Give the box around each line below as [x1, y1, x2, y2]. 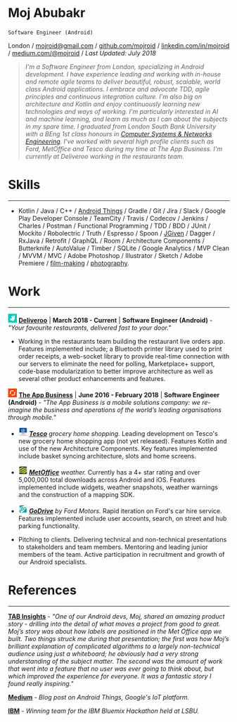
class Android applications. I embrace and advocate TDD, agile [25, 84, 210, 93]
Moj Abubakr [8, 5, 86, 21]
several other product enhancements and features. [18, 374, 166, 382]
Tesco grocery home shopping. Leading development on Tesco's [28, 429, 219, 437]
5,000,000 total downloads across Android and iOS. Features [18, 475, 196, 484]
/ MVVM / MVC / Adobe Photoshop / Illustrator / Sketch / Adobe [18, 251, 203, 259]
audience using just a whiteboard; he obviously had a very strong [8, 649, 199, 658]
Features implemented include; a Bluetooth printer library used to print [18, 344, 222, 353]
